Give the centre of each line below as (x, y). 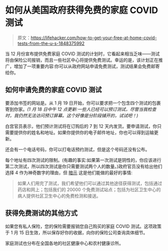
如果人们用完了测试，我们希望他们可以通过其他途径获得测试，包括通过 (90, 183)
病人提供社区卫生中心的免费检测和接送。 (59, 196)
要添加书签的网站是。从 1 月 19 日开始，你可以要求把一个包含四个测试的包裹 (83, 103)
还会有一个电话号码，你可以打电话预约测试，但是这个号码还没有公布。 (77, 149)
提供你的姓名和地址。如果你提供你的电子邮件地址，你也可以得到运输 (84, 132)
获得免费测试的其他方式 (41, 213)
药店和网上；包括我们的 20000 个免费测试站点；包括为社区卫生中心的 (89, 189)
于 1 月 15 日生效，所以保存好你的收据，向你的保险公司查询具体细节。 (76, 232)
